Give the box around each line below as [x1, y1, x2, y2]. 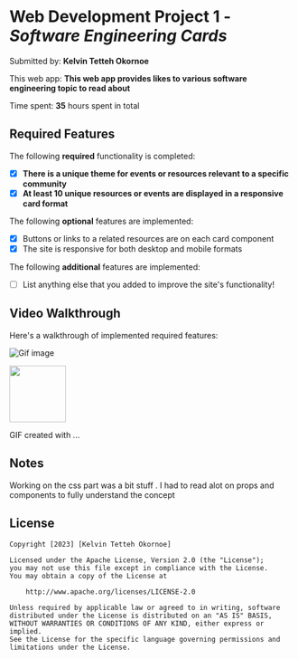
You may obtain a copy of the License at [9, 571, 168, 580]
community [22, 178, 68, 189]
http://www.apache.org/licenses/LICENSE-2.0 [25, 587, 196, 597]
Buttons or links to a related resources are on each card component [22, 233, 275, 244]
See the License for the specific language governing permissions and [9, 635, 281, 644]
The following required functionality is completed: [9, 150, 196, 161]
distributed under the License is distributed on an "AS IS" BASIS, [9, 611, 273, 620]
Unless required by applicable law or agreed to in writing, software [9, 603, 281, 612]
